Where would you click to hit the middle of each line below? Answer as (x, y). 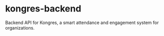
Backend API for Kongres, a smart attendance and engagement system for (82, 22)
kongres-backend (43, 9)
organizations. (20, 27)
